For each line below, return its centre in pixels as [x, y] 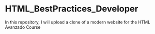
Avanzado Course [23, 27]
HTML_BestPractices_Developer [72, 9]
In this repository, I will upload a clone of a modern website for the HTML [78, 22]
